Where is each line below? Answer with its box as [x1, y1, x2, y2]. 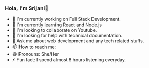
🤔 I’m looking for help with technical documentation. [12, 33, 123, 39]
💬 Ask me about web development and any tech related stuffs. [12, 38, 144, 44]
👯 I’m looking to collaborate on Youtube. [12, 27, 97, 33]
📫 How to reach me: [12, 43, 57, 50]
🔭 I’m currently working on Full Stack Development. [12, 16, 121, 22]
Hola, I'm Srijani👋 [5, 5, 49, 12]
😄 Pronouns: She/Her [12, 51, 59, 57]
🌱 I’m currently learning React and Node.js [12, 21, 102, 28]
